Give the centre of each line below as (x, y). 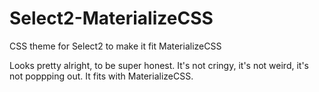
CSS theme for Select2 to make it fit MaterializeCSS (115, 46)
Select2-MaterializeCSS (111, 18)
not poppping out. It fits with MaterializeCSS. (101, 76)
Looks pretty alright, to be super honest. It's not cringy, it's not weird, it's (159, 65)
